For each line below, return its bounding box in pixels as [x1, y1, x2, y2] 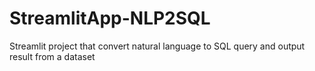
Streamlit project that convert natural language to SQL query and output [9, 40, 306, 52]
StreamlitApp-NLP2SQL [9, 7, 211, 30]
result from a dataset [9, 50, 96, 62]
